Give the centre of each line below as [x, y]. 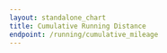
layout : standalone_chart [57, 18]
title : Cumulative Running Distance [78, 26]
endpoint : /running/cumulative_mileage [84, 34]
